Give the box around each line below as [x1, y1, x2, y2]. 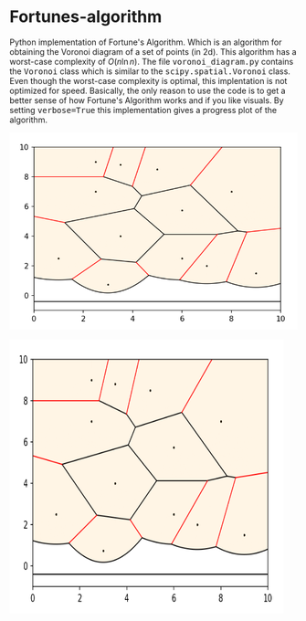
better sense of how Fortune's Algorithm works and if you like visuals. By [9, 94, 285, 106]
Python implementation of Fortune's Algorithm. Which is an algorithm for [9, 37, 282, 47]
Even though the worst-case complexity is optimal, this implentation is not [9, 75, 288, 86]
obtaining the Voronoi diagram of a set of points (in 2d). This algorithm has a [9, 46, 297, 57]
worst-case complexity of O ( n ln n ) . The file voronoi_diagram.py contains [9, 56, 294, 67]
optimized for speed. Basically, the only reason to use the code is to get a [9, 85, 286, 96]
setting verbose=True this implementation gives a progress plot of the [9, 104, 277, 115]
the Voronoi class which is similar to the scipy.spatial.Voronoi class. [9, 66, 290, 77]
